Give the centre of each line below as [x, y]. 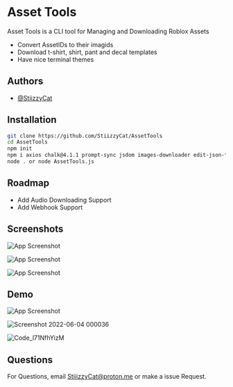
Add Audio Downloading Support [64, 200]
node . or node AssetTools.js [51, 162]
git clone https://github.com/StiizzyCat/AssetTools [85, 136]
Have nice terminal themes [55, 59]
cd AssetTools [28, 142]
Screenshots [35, 229]
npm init [20, 149]
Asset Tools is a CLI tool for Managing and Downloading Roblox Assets [108, 31]
